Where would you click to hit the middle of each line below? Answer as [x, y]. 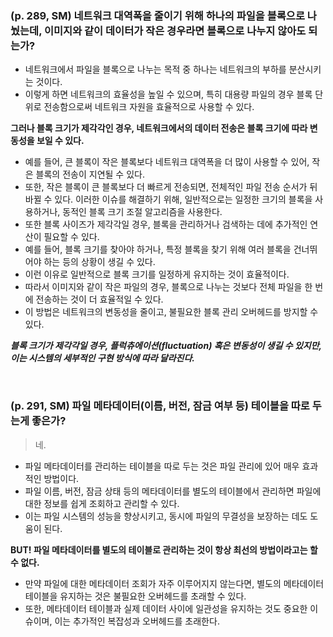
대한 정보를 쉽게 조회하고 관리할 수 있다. [102, 503]
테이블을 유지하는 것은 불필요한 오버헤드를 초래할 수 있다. [135, 596]
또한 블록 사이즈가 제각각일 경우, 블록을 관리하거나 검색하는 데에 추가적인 [166, 224]
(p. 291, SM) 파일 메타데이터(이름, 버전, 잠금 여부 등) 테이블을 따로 [160, 406]
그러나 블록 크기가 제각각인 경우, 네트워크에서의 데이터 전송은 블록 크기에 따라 [159, 128]
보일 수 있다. [60, 141]
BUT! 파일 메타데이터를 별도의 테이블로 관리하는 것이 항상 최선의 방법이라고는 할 [164, 549]
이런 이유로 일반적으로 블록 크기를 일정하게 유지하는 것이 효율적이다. [157, 274]
